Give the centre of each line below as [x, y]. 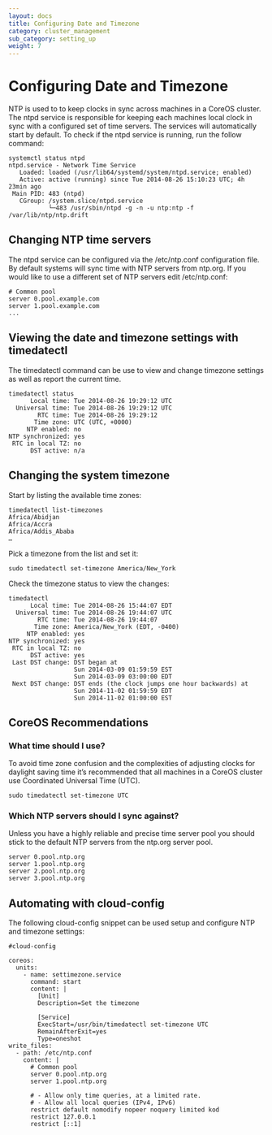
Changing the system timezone [89, 476]
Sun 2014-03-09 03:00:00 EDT [123, 676]
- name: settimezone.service [72, 975]
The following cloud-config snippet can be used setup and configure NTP [132, 923]
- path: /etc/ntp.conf [54, 1053]
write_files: [30, 1046]
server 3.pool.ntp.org [47, 878]
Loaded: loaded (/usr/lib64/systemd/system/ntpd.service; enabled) [136, 173]
